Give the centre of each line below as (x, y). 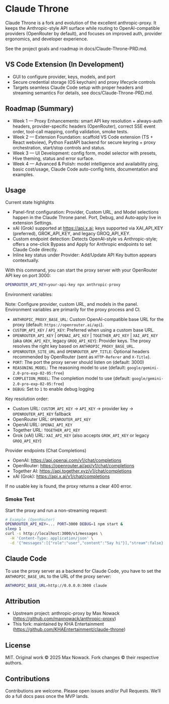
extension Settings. (33, 223)
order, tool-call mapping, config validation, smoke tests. (70, 131)
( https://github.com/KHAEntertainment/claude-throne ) (69, 629)
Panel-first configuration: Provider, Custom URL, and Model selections (86, 212)
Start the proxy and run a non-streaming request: (56, 510)
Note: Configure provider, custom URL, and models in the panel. (72, 304)
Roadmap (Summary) (40, 109)
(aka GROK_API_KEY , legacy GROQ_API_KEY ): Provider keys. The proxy (82, 341)
